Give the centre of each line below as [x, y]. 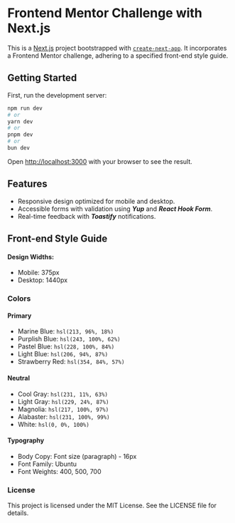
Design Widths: [31, 257]
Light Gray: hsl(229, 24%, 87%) [63, 401]
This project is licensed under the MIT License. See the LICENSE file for [112, 506]
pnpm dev [20, 135]
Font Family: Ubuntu [47, 464]
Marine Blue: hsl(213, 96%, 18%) [66, 331]
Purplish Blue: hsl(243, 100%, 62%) [69, 339]
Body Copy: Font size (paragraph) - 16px [77, 456]
